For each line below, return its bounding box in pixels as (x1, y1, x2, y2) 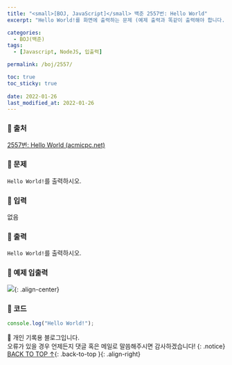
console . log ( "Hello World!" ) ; (7, 320, 95, 327)
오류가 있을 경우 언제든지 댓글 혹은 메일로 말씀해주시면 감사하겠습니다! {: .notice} (7, 341, 226, 350)
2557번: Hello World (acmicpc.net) (7, 140, 105, 149)
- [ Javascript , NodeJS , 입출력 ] (13, 49, 102, 56)
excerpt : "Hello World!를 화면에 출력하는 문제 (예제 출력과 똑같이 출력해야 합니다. (7, 17, 225, 24)
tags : (7, 42, 23, 49)
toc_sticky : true (7, 80, 57, 87)
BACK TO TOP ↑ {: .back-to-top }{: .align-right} (7, 350, 141, 358)
